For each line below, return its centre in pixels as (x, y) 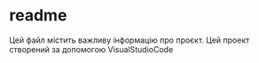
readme (38, 16)
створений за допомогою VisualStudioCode (91, 49)
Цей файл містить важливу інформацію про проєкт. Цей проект (129, 40)
